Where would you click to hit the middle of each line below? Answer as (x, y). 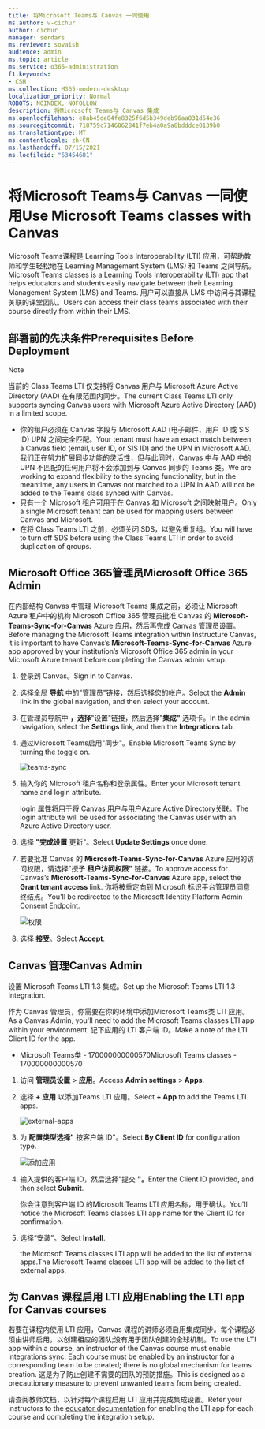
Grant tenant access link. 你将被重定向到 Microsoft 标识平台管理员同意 (135, 886)
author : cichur (33, 30)
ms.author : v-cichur (42, 23)
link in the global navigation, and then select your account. (114, 701)
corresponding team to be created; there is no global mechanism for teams (130, 1365)
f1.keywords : (30, 74)
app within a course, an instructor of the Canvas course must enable (119, 1349)
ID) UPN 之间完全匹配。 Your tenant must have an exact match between (135, 439)
